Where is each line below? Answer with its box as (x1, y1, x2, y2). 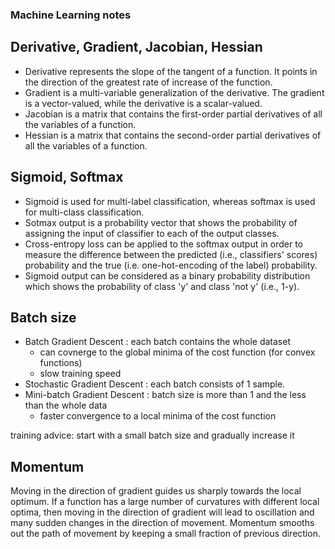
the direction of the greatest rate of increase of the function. (24, 76, 273, 88)
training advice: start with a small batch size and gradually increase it (10, 429, 295, 442)
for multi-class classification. (24, 206, 145, 218)
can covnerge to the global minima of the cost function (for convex (39, 346, 316, 358)
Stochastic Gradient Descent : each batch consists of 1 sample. (24, 378, 286, 390)
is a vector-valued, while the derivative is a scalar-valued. (24, 97, 263, 109)
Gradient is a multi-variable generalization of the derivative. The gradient (24, 86, 325, 98)
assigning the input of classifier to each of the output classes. (24, 227, 280, 239)
